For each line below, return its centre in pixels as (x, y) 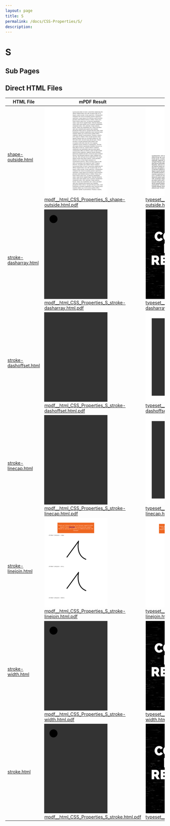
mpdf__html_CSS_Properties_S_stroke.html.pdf (93, 817)
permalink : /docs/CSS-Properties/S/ (44, 21)
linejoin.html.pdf (61, 616)
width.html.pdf (59, 719)
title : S (14, 16)
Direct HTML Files (34, 88)
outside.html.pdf (61, 205)
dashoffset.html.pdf (65, 410)
